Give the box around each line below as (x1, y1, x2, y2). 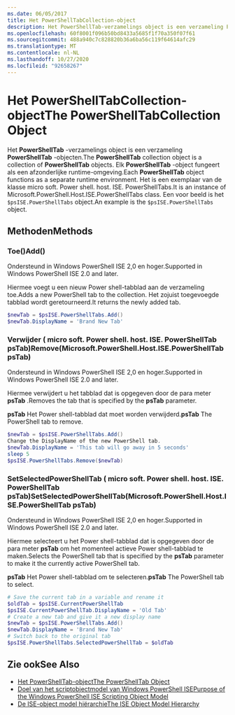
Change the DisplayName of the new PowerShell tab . (7, 438, 161, 445)
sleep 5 (7, 450, 30, 457)
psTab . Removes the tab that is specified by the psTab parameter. (7, 396, 197, 405)
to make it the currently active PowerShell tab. (7, 559, 140, 567)
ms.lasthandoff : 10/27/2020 (7, 56, 90, 63)
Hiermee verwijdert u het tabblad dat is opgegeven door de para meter (7, 389, 211, 398)
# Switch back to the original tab (7, 633, 111, 640)
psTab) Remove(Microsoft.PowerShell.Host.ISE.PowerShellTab (7, 343, 224, 353)
